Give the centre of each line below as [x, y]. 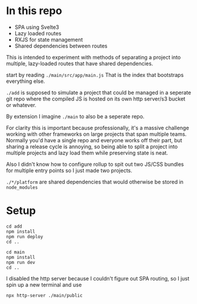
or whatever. [21, 105]
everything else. [26, 81]
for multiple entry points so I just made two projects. [69, 170]
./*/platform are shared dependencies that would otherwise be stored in [95, 182]
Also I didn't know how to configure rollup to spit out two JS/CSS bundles [95, 164]
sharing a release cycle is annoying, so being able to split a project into [92, 146]
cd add [14, 226]
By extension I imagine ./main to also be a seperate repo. [75, 116]
